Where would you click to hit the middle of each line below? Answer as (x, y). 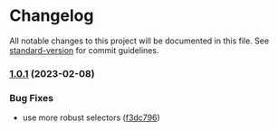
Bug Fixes (32, 98)
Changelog (52, 16)
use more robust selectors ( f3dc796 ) (91, 117)
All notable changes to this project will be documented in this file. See (139, 41)
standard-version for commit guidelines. (84, 50)
